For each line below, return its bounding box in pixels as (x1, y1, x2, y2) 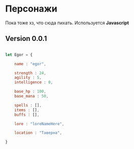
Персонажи (5, 3, 58, 15)
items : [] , (14, 107, 39, 113)
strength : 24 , (14, 70, 47, 76)
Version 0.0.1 (5, 34, 47, 43)
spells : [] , (14, 103, 42, 108)
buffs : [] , (14, 112, 39, 117)
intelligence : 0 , (14, 80, 53, 85)
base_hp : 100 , (14, 89, 47, 94)
